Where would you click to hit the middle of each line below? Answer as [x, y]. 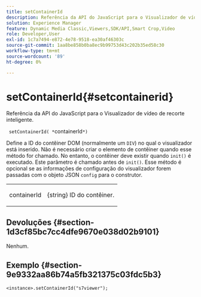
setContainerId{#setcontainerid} [90, 97]
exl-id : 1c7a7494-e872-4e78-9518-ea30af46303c [65, 40]
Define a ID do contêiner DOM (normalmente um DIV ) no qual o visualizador [99, 143]
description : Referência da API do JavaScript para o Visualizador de [96, 17]
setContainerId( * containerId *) [48, 131]
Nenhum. [17, 246]
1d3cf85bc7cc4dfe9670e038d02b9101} [83, 232]
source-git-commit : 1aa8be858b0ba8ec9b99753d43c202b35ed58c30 [85, 46]
